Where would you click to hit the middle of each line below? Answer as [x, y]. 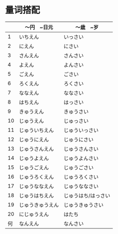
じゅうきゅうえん [39, 205]
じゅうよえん [34, 158]
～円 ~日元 [39, 27]
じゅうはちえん [36, 196]
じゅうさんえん [36, 149]
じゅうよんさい [81, 158]
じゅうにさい [79, 139]
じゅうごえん [34, 167]
